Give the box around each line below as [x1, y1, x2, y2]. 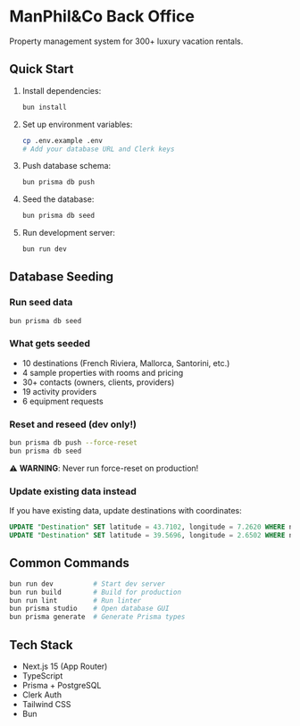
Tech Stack [9, 637, 73, 653]
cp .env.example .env [21, 136, 103, 145]
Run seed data [9, 296, 73, 309]
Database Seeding [9, 270, 114, 285]
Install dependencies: [21, 85, 102, 96]
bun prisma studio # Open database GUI [9, 605, 170, 613]
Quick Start [9, 62, 74, 77]
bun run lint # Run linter [9, 596, 142, 605]
